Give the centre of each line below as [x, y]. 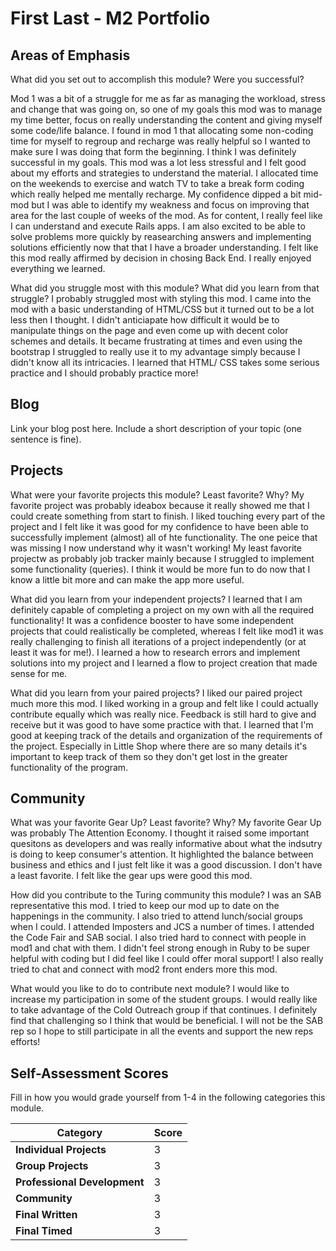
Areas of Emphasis [70, 55]
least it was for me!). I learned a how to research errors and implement [155, 652]
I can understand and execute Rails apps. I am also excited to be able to [158, 226]
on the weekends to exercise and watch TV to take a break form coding [157, 183]
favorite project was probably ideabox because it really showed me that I [160, 505]
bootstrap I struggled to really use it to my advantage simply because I [155, 351]
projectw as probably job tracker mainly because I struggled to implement [162, 558]
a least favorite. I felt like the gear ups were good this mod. [131, 876]
